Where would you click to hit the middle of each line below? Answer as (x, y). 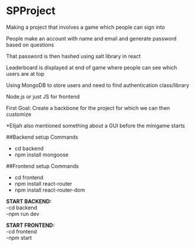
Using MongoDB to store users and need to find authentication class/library (98, 85)
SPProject (31, 11)
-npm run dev (23, 213)
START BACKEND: (29, 201)
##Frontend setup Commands (42, 166)
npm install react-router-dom (50, 190)
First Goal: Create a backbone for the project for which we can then (88, 108)
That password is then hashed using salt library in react (73, 56)
